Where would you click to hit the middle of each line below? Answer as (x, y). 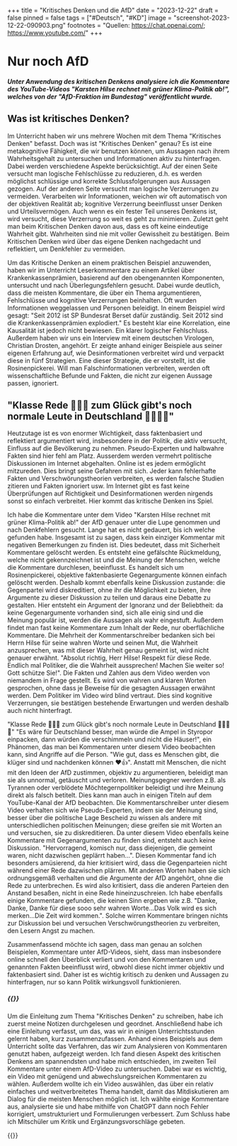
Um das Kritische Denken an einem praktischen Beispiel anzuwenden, (109, 262)
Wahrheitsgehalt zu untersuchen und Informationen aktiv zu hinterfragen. (114, 158)
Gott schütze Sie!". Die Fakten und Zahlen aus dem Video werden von (109, 673)
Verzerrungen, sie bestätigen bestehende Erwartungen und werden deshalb (118, 703)
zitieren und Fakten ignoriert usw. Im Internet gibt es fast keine (98, 486)
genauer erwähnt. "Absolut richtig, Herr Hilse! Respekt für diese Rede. (109, 658)
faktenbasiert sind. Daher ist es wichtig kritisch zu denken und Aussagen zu (118, 974)
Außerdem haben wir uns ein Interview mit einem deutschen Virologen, (111, 338)
